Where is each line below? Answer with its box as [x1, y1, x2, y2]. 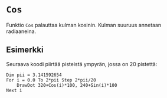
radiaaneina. [6, 28, 37, 35]
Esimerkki [6, 45, 44, 55]
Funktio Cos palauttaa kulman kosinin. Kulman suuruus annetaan [6, 21, 162, 28]
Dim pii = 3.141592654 [6, 72, 62, 78]
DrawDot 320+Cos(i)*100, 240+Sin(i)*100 [17, 82, 117, 88]
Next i [6, 87, 22, 93]
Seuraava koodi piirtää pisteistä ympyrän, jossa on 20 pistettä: [6, 60, 158, 67]
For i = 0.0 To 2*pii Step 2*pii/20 [6, 77, 96, 83]
